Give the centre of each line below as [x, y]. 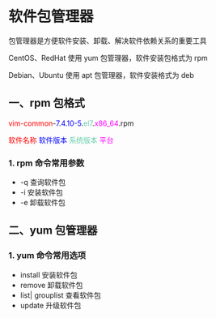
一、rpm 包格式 [47, 103]
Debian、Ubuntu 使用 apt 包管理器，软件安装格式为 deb [101, 75]
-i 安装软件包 [41, 192]
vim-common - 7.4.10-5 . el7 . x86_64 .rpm [71, 123]
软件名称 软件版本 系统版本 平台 [61, 140]
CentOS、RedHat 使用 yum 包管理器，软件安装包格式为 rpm [108, 58]
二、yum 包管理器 [53, 231]
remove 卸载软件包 [51, 285]
